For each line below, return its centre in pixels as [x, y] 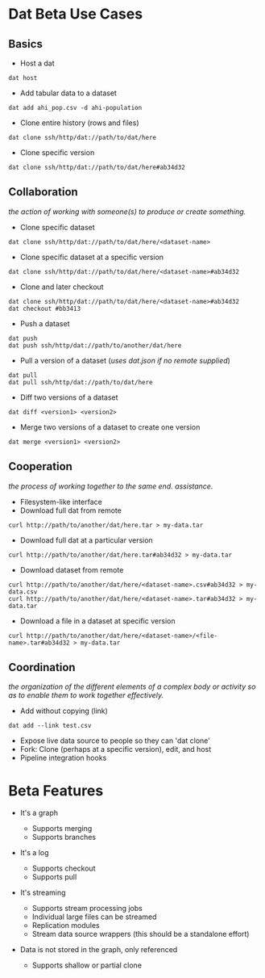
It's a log [35, 853]
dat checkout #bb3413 [45, 309]
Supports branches [64, 837]
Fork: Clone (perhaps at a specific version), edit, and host [116, 749]
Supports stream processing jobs [87, 909]
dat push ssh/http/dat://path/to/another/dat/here [95, 345]
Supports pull [54, 877]
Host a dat [37, 63]
